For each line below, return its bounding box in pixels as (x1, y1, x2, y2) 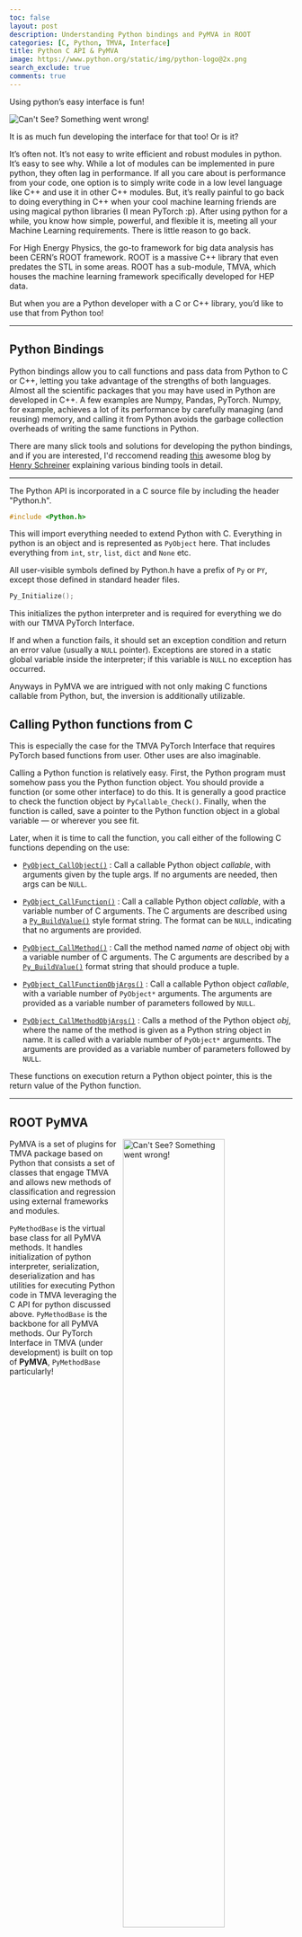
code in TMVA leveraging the (9, 1289, 117, 1300)
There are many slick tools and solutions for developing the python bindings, (9, 440, 293, 451)
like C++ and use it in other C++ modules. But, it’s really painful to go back (9, 186, 285, 198)
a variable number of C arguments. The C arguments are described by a (22, 951, 289, 962)
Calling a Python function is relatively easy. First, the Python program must (9, 767, 286, 778)
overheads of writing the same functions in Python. (9, 423, 200, 434)
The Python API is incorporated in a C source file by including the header (9, 485, 280, 496)
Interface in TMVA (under (9, 1337, 103, 1348)
